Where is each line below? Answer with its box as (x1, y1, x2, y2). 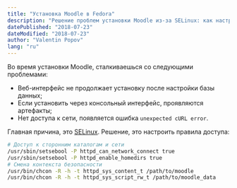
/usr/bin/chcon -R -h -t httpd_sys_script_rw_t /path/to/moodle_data (7, 174, 217, 181)
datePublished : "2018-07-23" (7, 23, 93, 30)
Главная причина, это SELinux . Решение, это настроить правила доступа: (7, 128, 230, 136)
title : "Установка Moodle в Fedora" (7, 10, 115, 18)
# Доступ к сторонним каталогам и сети (7, 141, 125, 148)
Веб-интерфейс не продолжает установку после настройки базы (17, 84, 215, 92)
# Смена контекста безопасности (7, 160, 102, 168)
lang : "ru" (7, 43, 39, 50)
